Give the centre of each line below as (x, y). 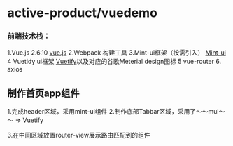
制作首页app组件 (43, 93)
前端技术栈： (29, 36)
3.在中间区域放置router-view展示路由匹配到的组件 (79, 135)
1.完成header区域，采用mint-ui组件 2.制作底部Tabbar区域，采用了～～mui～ (116, 112)
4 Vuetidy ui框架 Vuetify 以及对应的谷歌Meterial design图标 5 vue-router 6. (114, 62)
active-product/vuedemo (82, 13)
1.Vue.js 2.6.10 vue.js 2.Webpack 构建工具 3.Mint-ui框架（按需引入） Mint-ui (116, 53)
